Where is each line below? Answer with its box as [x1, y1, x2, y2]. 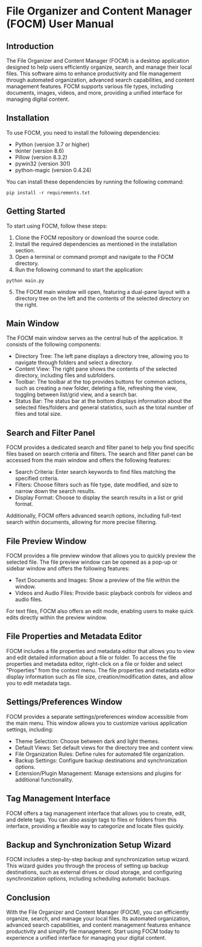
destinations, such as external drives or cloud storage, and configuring [6, 869, 182, 876]
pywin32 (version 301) [14, 160, 71, 167]
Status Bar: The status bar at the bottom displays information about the [14, 397, 192, 405]
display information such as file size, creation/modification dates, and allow [6, 673, 194, 680]
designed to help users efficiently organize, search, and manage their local [6, 63, 192, 71]
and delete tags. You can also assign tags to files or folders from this [6, 816, 177, 823]
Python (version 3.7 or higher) [14, 141, 90, 148]
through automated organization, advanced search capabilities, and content [6, 77, 195, 83]
